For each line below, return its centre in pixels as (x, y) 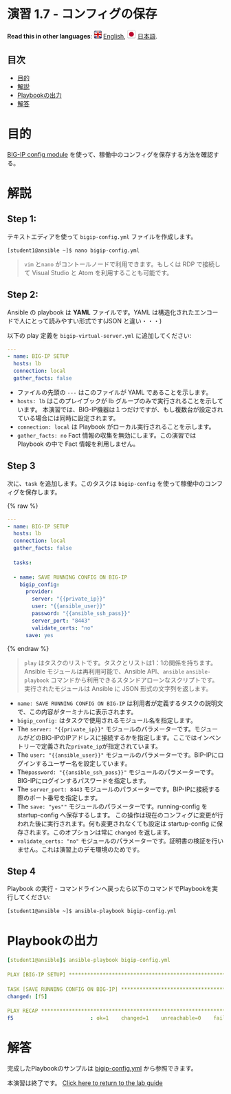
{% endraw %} (28, 648)
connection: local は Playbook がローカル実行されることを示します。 (116, 427)
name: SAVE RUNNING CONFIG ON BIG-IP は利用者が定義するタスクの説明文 (120, 703)
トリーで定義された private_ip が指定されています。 (89, 746)
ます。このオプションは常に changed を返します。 (104, 832)
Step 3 (21, 466)
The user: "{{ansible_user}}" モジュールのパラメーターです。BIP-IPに (117, 755)
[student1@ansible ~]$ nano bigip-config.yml (73, 250)
